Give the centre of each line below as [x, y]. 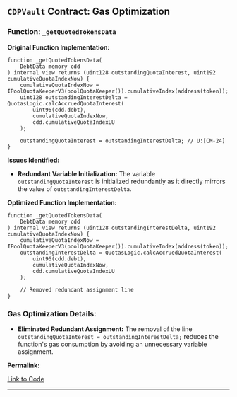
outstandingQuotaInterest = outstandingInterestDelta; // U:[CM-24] [123, 141]
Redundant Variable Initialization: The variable [86, 173]
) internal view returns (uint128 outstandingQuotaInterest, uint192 [112, 73]
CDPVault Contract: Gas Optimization [89, 12]
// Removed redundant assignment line [77, 289]
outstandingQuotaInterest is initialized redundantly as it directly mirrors [121, 181]
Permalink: [24, 365]
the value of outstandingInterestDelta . [74, 189]
